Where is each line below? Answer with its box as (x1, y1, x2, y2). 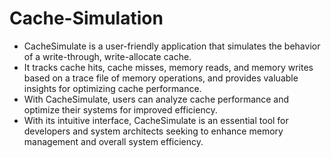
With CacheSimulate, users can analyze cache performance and (23, 93, 290, 105)
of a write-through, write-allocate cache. (23, 50, 192, 62)
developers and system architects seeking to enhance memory (23, 125, 284, 137)
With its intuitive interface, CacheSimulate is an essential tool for (23, 114, 289, 126)
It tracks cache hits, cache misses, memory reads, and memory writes (23, 61, 314, 73)
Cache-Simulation (9, 7, 164, 30)
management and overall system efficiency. (23, 135, 204, 147)
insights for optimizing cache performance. (23, 82, 202, 94)
